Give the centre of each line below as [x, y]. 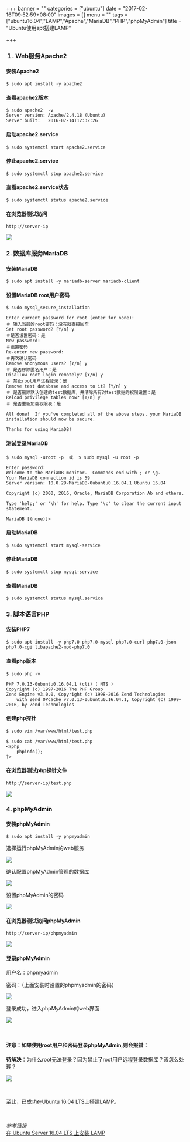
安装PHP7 [18, 629]
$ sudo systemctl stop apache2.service [55, 174]
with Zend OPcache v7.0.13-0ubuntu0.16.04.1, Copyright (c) [91, 699]
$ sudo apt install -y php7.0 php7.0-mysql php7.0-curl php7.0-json [91, 642]
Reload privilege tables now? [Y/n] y [53, 398]
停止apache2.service [32, 161]
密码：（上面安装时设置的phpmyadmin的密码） [61, 985]
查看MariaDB [22, 585]
